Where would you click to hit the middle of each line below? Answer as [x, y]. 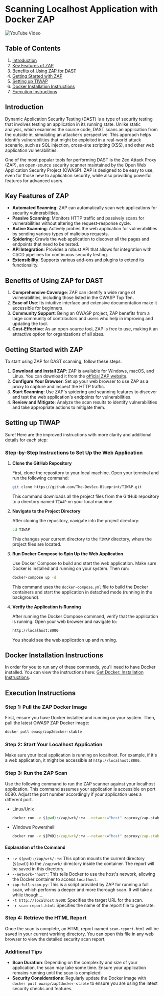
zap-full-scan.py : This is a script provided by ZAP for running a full [80, 884]
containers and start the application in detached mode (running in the [82, 592]
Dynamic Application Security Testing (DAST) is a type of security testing [79, 119]
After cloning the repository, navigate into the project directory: [76, 520]
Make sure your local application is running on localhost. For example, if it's [81, 755]
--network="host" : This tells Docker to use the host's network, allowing [84, 874]
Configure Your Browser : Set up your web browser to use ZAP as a [80, 381]
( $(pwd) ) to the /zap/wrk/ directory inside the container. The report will [83, 863]
